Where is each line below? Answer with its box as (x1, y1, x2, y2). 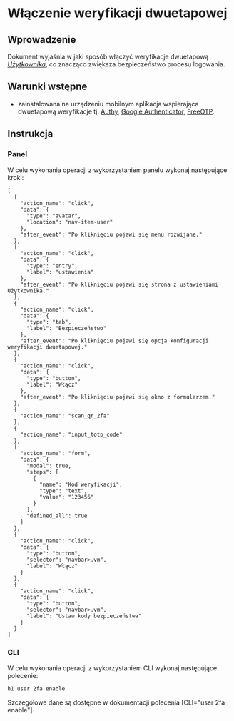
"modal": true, (26, 462, 72, 469)
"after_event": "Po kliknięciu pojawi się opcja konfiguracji (20, 337, 209, 344)
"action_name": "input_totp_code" (20, 431, 123, 438)
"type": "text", (39, 487, 88, 494)
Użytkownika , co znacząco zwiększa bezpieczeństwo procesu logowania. (7, 60, 225, 69)
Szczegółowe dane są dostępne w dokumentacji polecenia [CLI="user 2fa (7, 698, 225, 707)
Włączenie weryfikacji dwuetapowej (7, 5, 228, 21)
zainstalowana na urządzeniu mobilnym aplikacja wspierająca (17, 99, 199, 108)
